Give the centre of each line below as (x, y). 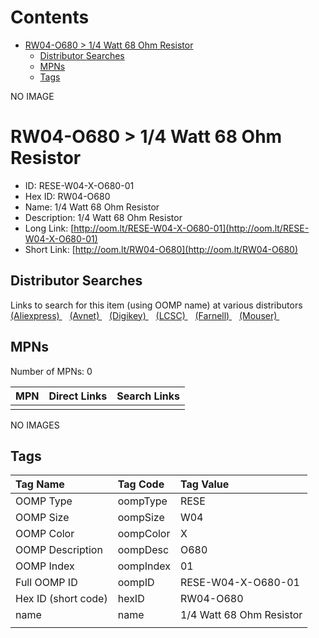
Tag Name (40, 484)
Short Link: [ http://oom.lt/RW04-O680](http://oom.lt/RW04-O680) (161, 249)
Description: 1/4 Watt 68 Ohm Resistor (103, 217)
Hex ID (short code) (61, 599)
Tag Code (141, 484)
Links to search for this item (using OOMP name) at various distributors (156, 305)
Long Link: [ (49, 228)
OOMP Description (59, 550)
